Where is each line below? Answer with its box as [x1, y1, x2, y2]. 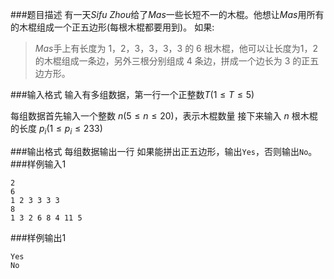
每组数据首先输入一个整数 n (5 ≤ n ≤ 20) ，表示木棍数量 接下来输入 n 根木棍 [10, 110, 318, 122]
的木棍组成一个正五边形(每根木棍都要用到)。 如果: [10, 21, 215, 33]
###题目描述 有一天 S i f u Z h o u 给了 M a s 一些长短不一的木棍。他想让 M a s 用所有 [10, 9, 325, 20]
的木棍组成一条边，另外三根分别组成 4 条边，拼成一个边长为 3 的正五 [34, 55, 320, 67]
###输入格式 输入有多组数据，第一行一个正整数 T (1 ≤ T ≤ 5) [10, 89, 255, 100]
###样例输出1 [10, 231, 67, 243]
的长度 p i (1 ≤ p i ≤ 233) [10, 123, 103, 137]
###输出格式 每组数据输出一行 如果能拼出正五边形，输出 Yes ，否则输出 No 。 [10, 145, 318, 157]
